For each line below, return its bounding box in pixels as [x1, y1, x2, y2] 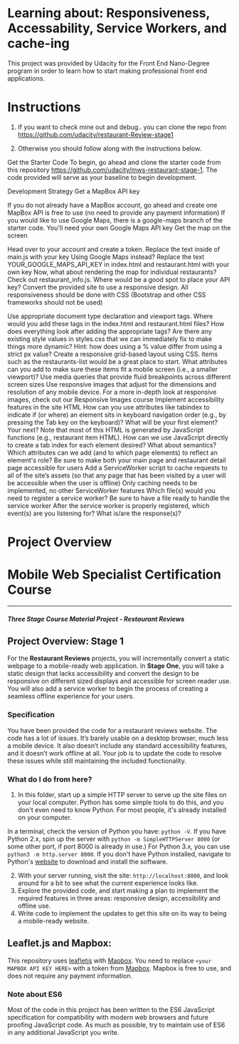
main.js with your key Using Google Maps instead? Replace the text [7, 252, 205, 261]
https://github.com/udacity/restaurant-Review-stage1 [17, 130, 174, 138]
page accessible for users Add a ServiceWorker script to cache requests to [7, 463, 228, 472]
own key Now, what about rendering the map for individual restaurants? [7, 268, 217, 276]
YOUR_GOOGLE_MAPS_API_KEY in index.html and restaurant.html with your [7, 260, 230, 268]
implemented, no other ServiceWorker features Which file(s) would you [7, 486, 216, 495]
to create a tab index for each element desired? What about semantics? [7, 440, 217, 449]
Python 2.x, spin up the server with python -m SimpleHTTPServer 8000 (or [7, 835, 221, 843]
